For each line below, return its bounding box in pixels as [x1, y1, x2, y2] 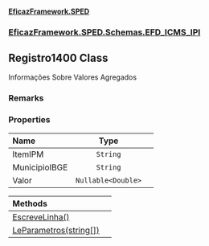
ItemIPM [12, 149, 44, 160]
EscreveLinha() [12, 211, 70, 223]
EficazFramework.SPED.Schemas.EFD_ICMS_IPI [8, 27, 201, 38]
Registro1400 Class [8, 51, 109, 64]
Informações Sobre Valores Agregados [8, 72, 137, 82]
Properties [8, 114, 51, 125]
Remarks [8, 92, 44, 104]
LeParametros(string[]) [12, 224, 100, 236]
